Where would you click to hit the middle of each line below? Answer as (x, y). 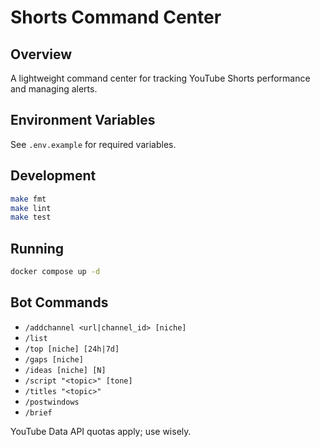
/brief (38, 412)
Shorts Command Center (116, 17)
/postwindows (52, 402)
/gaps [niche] (54, 359)
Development (53, 176)
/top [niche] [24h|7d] (72, 349)
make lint (31, 208)
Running (37, 248)
